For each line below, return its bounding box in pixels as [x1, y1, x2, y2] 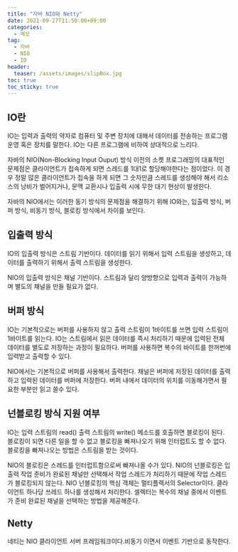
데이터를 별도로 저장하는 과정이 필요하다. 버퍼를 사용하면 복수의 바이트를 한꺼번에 [7, 343, 232, 351]
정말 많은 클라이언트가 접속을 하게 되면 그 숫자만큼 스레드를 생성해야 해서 [14, 174, 216, 182]
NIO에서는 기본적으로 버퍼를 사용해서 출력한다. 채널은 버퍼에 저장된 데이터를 [7, 367, 218, 376]
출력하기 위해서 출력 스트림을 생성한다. [26, 258, 133, 267]
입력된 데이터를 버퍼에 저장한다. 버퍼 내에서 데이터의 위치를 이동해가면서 [20, 376, 220, 384]
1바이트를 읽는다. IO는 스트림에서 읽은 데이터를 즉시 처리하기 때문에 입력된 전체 [7, 334, 225, 342]
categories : [7, 23, 43, 31]
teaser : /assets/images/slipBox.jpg [13, 70, 122, 77]
